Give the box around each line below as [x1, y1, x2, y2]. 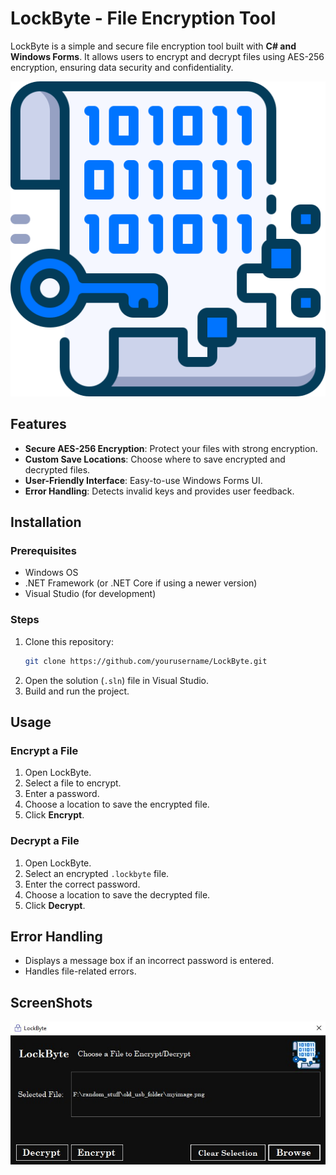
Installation [10, 514, 82, 531]
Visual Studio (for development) [24, 588, 157, 600]
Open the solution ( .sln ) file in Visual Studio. [24, 674, 210, 686]
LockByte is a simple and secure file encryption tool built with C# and [10, 40, 297, 52]
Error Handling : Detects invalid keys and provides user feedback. [24, 485, 295, 497]
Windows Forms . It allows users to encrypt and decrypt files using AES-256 [10, 50, 325, 62]
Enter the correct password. [24, 878, 141, 890]
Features [10, 416, 67, 433]
